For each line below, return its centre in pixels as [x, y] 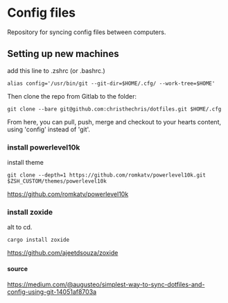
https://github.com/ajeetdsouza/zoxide [63, 253]
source [18, 268]
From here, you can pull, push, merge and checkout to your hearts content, [114, 122]
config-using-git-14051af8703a [52, 292]
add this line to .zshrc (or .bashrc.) [56, 70]
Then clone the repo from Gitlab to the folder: [72, 96]
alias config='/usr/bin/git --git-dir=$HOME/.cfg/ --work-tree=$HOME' [111, 83]
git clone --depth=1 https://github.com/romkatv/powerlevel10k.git [107, 175]
